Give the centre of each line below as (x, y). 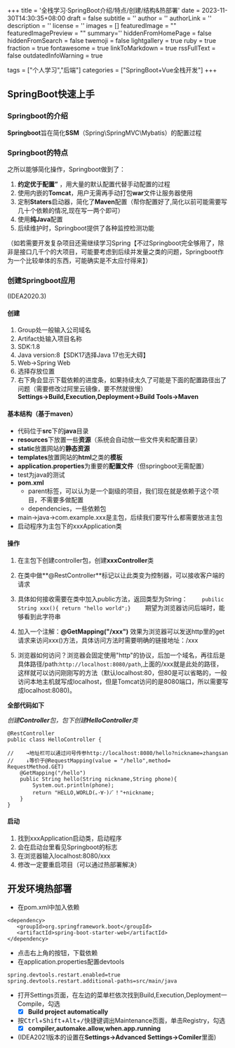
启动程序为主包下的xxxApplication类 (69, 526)
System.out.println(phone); (73, 785)
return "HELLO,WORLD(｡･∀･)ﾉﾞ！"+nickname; (94, 792)
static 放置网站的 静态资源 (54, 448)
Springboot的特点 (38, 152)
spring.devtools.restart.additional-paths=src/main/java (92, 981)
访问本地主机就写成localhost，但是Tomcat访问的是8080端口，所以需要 (120, 681)
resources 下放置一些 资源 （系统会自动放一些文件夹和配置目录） (109, 439)
